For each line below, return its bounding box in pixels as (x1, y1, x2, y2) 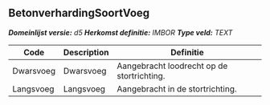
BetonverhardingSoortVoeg (8, 6, 150, 20)
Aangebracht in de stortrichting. (116, 83, 237, 95)
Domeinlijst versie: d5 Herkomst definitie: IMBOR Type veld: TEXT (8, 27, 233, 37)
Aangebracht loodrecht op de (116, 60, 228, 71)
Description (63, 46, 109, 58)
